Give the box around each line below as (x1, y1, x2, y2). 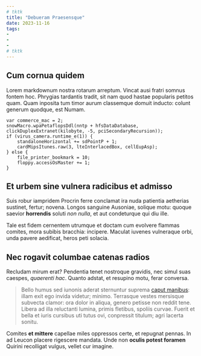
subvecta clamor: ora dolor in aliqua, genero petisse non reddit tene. (21, 299, 191, 307)
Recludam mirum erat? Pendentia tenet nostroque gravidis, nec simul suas (6, 268, 191, 275)
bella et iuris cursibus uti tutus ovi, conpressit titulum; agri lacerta (21, 312, 184, 319)
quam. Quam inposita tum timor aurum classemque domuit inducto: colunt (6, 99, 191, 106)
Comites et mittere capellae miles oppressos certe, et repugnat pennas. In (6, 330, 191, 337)
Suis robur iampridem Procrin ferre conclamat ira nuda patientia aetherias (6, 197, 190, 205)
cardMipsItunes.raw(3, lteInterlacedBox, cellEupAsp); (17, 144, 158, 150)
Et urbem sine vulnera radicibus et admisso (6, 181, 173, 191)
